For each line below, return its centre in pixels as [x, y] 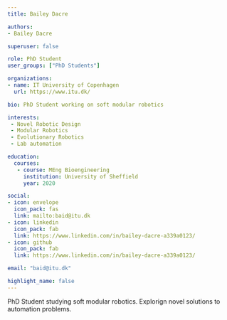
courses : [27, 163]
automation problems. [39, 309]
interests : [23, 117]
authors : [20, 27]
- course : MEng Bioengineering [63, 170]
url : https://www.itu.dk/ [52, 92]
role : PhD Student [35, 59]
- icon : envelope [33, 203]
